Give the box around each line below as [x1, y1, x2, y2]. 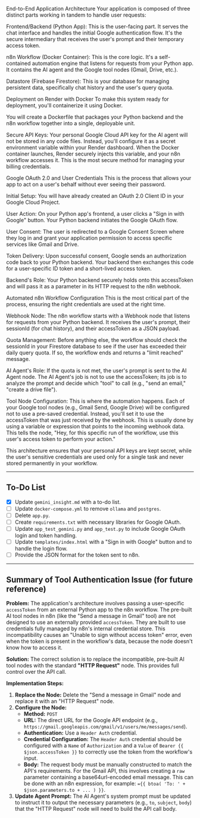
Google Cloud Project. [6, 199, 61, 206]
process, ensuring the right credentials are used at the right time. [6, 301, 165, 307]
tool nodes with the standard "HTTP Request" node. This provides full [6, 662, 179, 669]
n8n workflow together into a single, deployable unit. [6, 120, 136, 127]
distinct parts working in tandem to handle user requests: [6, 11, 146, 18]
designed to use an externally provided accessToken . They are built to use [6, 619, 186, 626]
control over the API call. [6, 668, 67, 676]
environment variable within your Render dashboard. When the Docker [6, 144, 180, 151]
